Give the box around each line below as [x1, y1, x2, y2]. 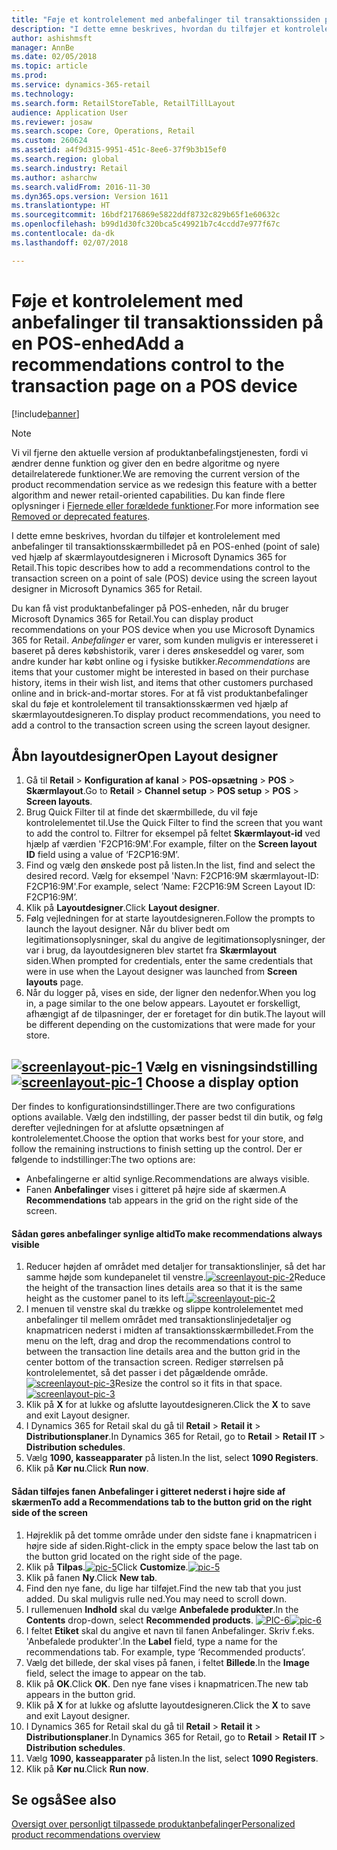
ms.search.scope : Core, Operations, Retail [11, 126, 196, 136]
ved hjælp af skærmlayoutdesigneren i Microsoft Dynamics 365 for [11, 551, 287, 563]
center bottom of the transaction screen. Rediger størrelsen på [25, 1356, 284, 1368]
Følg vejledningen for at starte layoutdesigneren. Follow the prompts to [25, 912, 316, 925]
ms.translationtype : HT [11, 201, 111, 211]
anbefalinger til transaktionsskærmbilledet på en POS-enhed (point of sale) [11, 540, 321, 552]
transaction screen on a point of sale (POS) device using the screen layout [11, 572, 318, 584]
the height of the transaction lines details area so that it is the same [25, 1282, 303, 1294]
